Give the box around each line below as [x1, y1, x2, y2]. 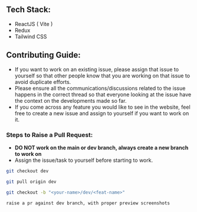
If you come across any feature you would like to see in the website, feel [14, 103, 191, 110]
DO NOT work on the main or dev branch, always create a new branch [14, 144, 189, 151]
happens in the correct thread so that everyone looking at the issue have [14, 91, 192, 98]
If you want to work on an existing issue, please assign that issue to [14, 66, 179, 73]
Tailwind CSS [14, 32, 47, 40]
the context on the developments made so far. [14, 97, 127, 104]
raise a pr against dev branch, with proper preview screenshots [6, 200, 170, 206]
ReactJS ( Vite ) [14, 20, 53, 27]
